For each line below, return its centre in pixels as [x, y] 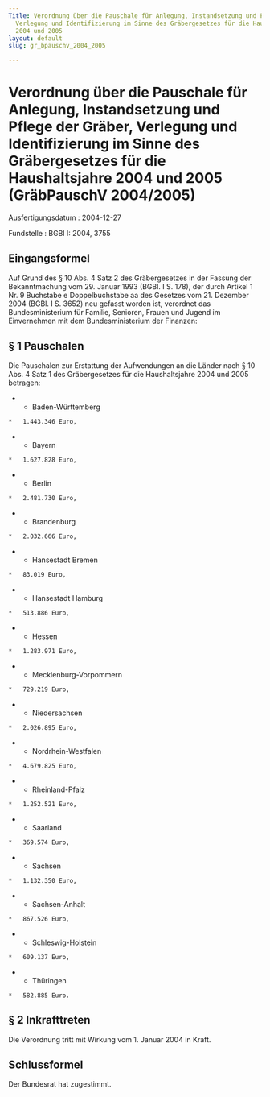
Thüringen [49, 980]
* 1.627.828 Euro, [43, 460]
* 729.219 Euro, [39, 689]
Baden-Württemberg [66, 407]
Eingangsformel [49, 259]
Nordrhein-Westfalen [67, 751]
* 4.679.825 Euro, [43, 766]
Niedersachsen [57, 713]
